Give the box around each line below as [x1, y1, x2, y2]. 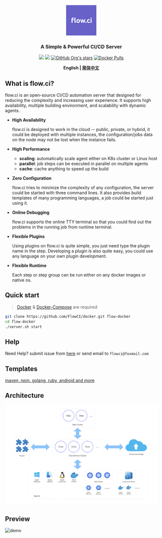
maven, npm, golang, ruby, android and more [5, 377, 95, 383]
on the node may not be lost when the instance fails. [12, 137, 117, 143]
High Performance [12, 146, 50, 152]
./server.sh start [5, 324, 42, 329]
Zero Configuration [12, 175, 52, 181]
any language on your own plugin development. [12, 253, 107, 259]
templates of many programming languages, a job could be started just [12, 195, 154, 201]
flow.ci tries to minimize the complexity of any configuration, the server [12, 185, 154, 191]
